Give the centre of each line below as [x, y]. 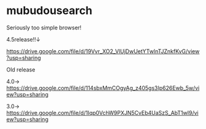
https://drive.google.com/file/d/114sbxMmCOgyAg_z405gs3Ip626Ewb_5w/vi [103, 88]
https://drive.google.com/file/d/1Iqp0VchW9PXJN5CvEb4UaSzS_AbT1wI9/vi [102, 112]
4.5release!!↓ [24, 39]
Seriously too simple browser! [44, 28]
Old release [21, 69]
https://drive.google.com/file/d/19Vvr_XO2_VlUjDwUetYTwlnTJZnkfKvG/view [103, 51]
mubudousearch [49, 11]
